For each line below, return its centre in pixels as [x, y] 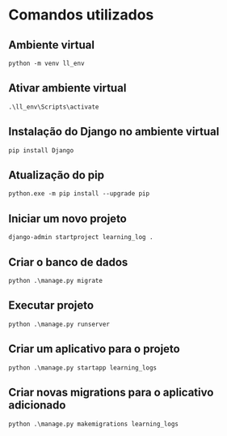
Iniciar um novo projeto [67, 218]
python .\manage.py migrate [56, 281]
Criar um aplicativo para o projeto [94, 349]
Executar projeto [51, 306]
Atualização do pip [57, 175]
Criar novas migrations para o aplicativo [111, 393]
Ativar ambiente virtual [67, 88]
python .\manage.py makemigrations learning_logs [94, 424]
